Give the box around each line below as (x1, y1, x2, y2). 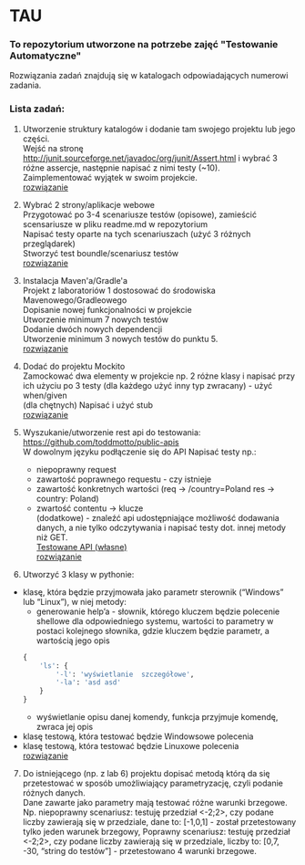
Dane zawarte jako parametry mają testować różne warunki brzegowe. (22, 797, 289, 808)
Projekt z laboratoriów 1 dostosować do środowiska (22, 285, 216, 296)
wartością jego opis (36, 635, 111, 646)
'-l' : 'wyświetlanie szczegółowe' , (56, 670, 195, 679)
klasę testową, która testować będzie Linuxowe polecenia (22, 741, 239, 752)
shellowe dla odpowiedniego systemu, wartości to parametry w (36, 615, 274, 626)
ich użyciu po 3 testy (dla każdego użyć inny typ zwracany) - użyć (22, 380, 273, 391)
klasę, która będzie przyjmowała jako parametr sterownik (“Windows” (22, 586, 284, 598)
